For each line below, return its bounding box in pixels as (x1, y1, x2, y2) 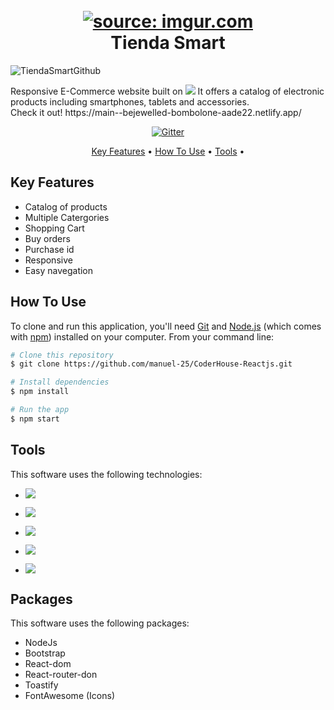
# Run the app (10, 405, 70, 415)
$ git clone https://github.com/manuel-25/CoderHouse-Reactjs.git (10, 359, 293, 369)
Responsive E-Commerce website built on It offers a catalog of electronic (10, 85, 325, 97)
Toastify (24, 679, 59, 691)
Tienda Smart (110, 32, 226, 54)
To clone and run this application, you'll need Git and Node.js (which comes (10, 320, 322, 332)
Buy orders (24, 232, 71, 244)
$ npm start (10, 414, 60, 424)
